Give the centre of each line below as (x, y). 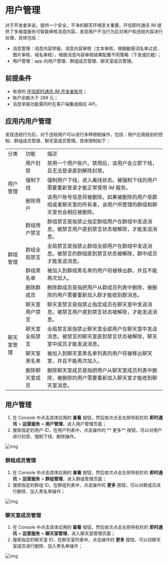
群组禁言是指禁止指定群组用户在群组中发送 (97, 221)
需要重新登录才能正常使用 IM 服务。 (89, 187)
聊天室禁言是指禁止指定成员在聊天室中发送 (97, 304)
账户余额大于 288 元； (35, 97)
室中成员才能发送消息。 (75, 344)
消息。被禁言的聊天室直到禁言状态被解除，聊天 (102, 336)
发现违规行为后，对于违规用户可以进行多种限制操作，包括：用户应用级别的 (82, 134)
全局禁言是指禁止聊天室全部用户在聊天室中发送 (102, 328)
